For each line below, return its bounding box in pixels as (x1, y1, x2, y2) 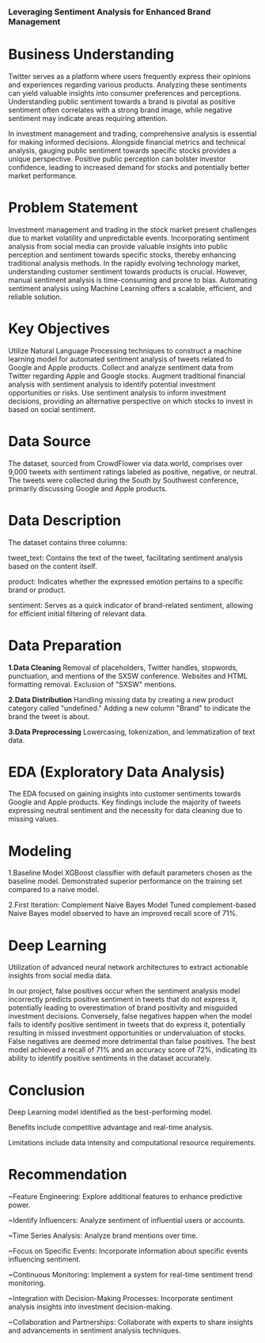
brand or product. (8, 584, 66, 595)
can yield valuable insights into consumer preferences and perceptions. (8, 88, 242, 97)
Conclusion (8, 1081, 85, 1099)
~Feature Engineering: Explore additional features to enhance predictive (8, 1192, 243, 1201)
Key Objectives (8, 320, 111, 338)
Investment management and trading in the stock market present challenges (8, 225, 257, 234)
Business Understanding (8, 46, 175, 63)
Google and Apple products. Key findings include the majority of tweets (8, 797, 241, 807)
